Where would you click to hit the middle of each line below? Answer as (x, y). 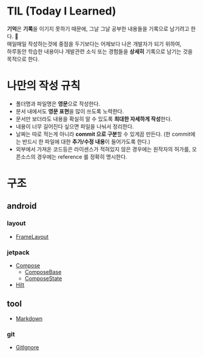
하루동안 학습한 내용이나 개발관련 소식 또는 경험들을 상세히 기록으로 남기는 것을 (100, 51)
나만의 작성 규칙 (44, 86)
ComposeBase (43, 272)
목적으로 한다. (23, 59)
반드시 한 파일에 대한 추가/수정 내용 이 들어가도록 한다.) (86, 141)
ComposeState (43, 279)
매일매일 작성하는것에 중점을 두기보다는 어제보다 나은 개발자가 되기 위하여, (94, 44)
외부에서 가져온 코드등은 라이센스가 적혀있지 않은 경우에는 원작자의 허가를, (103, 149)
